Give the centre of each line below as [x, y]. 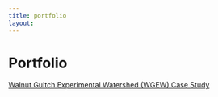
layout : [21, 23]
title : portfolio [38, 16]
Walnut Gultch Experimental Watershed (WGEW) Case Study [109, 85]
